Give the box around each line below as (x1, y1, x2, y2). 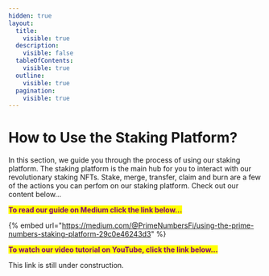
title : (15, 27, 38, 35)
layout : (8, 19, 35, 27)
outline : (15, 72, 45, 80)
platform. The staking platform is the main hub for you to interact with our (8, 164, 252, 174)
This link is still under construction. (8, 261, 124, 270)
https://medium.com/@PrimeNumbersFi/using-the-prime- (61, 220, 255, 230)
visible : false (23, 49, 74, 57)
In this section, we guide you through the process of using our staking (8, 155, 241, 165)
